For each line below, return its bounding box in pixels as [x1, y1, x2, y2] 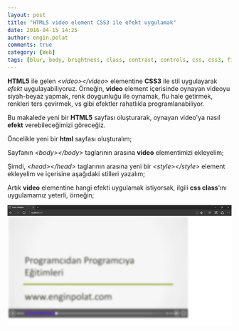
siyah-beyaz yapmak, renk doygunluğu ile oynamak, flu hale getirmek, [7, 92, 213, 100]
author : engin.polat [7, 34, 69, 41]
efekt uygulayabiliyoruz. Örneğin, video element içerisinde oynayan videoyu [7, 84, 230, 92]
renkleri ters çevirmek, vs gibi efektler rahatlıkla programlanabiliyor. [7, 99, 205, 108]
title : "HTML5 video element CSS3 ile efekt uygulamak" [7, 18, 176, 26]
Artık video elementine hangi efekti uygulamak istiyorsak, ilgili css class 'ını [7, 183, 227, 192]
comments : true [7, 41, 53, 49]
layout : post [7, 11, 46, 18]
